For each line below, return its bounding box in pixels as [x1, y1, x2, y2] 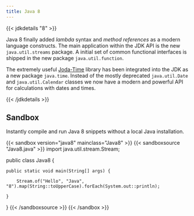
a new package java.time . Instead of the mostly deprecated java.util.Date [6, 72, 188, 79]
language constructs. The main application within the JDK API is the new [6, 42, 181, 49]
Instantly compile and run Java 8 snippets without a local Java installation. [6, 128, 185, 135]
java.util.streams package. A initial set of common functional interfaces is [6, 48, 187, 55]
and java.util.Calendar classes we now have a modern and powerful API [6, 78, 184, 85]
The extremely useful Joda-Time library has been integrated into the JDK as [6, 65, 188, 73]
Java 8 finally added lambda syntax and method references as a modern [6, 36, 181, 43]
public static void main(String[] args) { [6, 168, 111, 174]
